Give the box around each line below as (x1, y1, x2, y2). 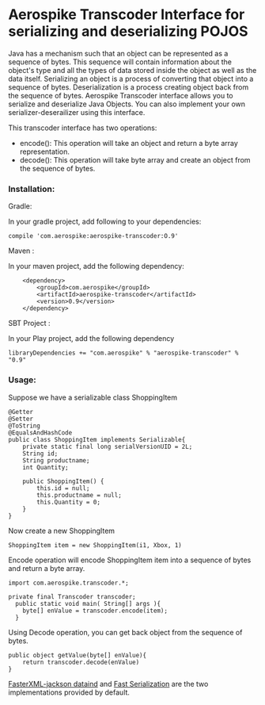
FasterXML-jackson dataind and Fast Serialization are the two (8, 679, 209, 688)
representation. (19, 147, 70, 156)
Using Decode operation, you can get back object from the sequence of (8, 627, 243, 637)
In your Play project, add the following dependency (8, 334, 175, 343)
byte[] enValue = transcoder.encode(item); (22, 607, 168, 615)
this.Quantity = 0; (36, 498, 101, 506)
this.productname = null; (36, 491, 123, 499)
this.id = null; (36, 484, 90, 492)
